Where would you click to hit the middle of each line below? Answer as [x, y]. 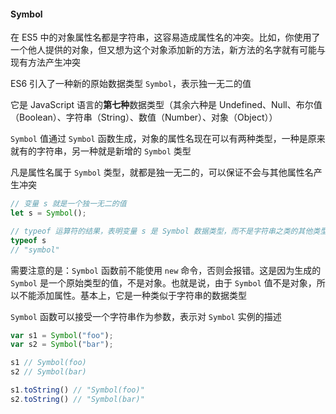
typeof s [28, 240]
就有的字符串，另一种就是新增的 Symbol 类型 [101, 151]
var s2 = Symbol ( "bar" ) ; [62, 345]
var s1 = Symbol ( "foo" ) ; [62, 335]
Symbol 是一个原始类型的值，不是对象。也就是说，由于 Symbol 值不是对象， [163, 282]
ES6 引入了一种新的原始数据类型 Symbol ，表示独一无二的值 [131, 84]
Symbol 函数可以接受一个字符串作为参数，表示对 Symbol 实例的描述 [146, 316]
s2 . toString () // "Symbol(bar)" [77, 399]
